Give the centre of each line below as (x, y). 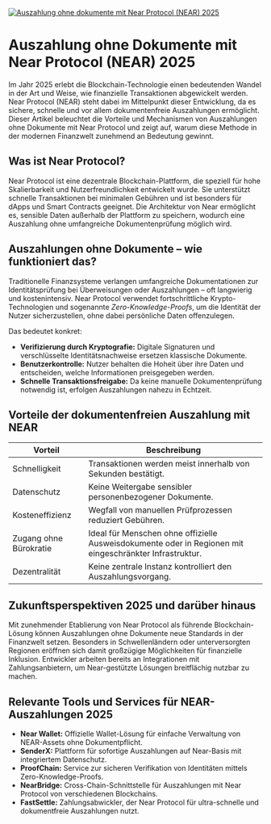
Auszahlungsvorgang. (130, 577)
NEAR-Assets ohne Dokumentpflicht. (81, 742)
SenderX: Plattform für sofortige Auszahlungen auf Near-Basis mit (131, 751)
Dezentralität (37, 571)
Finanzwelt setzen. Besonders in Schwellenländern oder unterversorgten (129, 642)
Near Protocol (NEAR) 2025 (102, 63)
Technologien (31, 307)
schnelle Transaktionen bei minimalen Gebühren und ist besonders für (125, 198)
